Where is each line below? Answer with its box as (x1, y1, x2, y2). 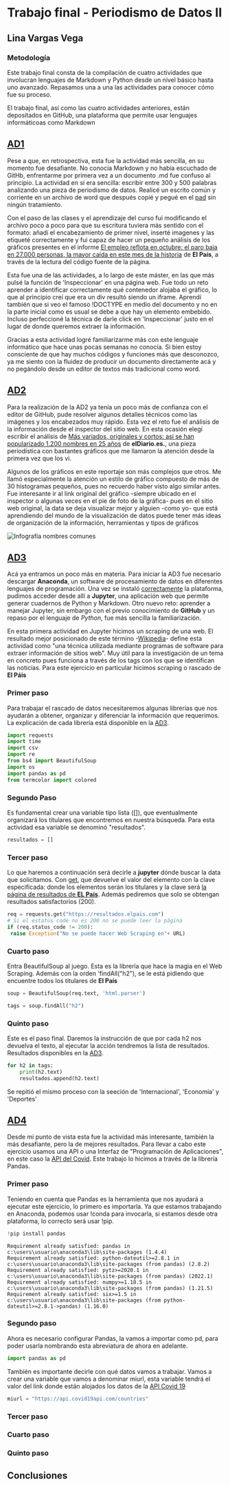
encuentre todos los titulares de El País (7, 976, 118, 984)
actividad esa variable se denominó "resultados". (7, 823, 146, 831)
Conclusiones (7, 1469, 68, 1481)
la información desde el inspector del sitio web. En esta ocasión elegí (7, 424, 203, 433)
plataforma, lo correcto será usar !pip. (7, 1216, 115, 1225)
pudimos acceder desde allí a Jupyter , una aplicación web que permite (7, 592, 209, 600)
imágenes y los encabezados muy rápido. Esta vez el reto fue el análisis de (7, 418, 220, 426)
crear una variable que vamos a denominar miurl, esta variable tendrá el (7, 1375, 211, 1383)
